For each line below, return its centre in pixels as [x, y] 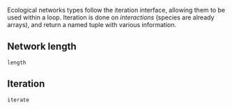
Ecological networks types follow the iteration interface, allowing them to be [116, 10]
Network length [42, 47]
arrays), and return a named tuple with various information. [92, 25]
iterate [18, 100]
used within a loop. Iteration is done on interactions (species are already [111, 17]
